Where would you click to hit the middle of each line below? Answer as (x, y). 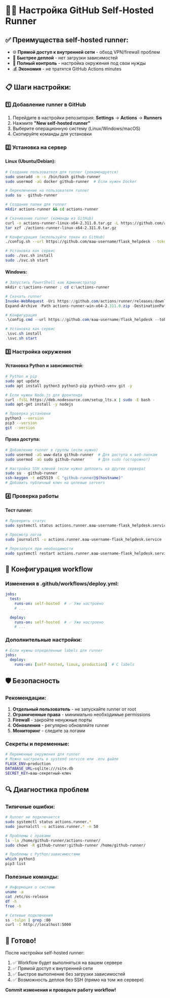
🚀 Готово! (21, 940)
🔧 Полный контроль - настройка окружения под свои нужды (79, 63)
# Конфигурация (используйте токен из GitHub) (55, 237)
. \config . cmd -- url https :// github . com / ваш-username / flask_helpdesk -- (82, 320)
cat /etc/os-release (27, 897)
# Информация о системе (30, 887)
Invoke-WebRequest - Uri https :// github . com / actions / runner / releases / (80, 301)
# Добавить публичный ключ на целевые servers (55, 483)
